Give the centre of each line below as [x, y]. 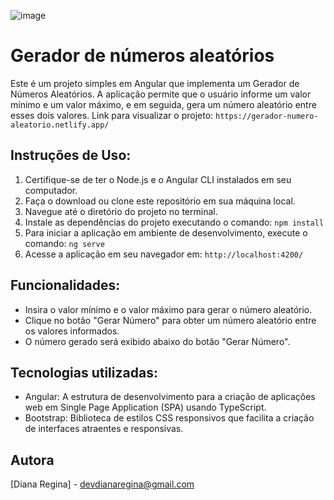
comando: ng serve [64, 243]
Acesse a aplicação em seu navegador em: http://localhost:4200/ [164, 254]
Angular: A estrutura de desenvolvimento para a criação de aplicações [170, 397]
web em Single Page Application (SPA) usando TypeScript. [145, 407]
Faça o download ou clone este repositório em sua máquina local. [160, 201]
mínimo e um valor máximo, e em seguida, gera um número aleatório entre [163, 104]
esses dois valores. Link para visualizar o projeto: [112, 115]
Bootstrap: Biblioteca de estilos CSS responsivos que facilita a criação [169, 418]
